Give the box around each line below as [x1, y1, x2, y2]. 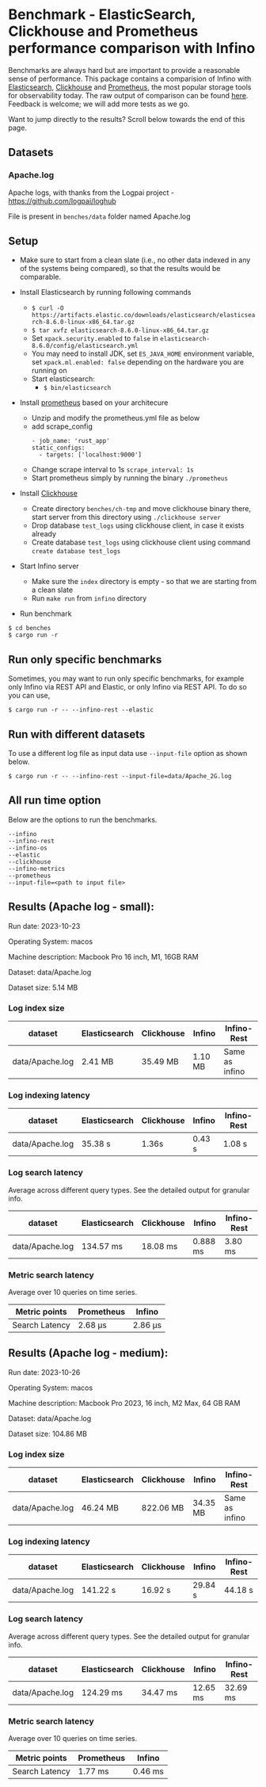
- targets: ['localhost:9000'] [38, 451, 142, 459]
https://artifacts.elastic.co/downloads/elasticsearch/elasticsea [31, 311, 256, 319]
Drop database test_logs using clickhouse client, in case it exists [31, 521, 245, 530]
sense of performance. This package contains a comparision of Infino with [8, 74, 252, 83]
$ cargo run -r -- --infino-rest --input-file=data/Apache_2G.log [8, 773, 232, 781]
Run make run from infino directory [31, 594, 147, 603]
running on [31, 366, 67, 376]
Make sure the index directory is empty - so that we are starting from [31, 577, 257, 586]
